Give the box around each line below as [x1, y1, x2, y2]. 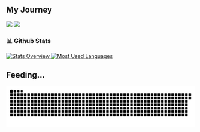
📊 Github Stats [6, 36, 51, 45]
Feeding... [6, 70, 46, 80]
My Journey [6, 5, 53, 15]
